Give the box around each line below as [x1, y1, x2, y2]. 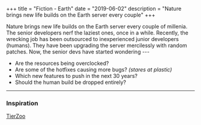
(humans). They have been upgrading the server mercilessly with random [6, 42, 187, 49]
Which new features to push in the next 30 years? [14, 73, 138, 79]
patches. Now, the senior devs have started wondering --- [6, 48, 150, 55]
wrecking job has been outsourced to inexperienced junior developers [6, 36, 179, 42]
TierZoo [6, 112, 26, 120]
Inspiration [6, 99, 39, 107]
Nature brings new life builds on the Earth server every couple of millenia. [6, 23, 188, 30]
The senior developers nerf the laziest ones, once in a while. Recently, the [6, 29, 188, 36]
